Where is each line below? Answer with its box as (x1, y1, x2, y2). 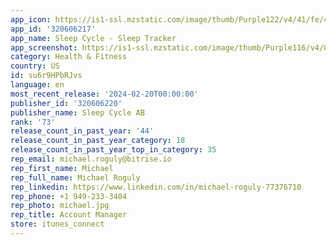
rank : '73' (10, 117, 56, 127)
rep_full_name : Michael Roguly (10, 172, 141, 183)
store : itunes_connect (10, 219, 105, 230)
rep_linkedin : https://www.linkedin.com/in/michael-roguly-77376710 (10, 182, 302, 192)
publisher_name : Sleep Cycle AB (10, 107, 145, 118)
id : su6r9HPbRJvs (10, 71, 83, 81)
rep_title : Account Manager (10, 210, 128, 220)
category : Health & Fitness (10, 52, 128, 62)
